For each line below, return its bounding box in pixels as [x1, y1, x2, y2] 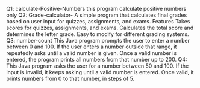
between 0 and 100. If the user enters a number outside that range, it [6, 43, 177, 50]
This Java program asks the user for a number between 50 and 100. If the [6, 62, 189, 69]
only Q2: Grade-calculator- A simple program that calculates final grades [6, 11, 187, 19]
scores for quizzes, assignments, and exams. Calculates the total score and [6, 24, 194, 31]
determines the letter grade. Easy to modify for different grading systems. [6, 31, 189, 38]
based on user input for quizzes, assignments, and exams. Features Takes [6, 18, 190, 25]
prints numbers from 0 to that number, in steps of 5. [6, 75, 135, 82]
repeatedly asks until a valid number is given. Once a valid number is [6, 50, 177, 56]
